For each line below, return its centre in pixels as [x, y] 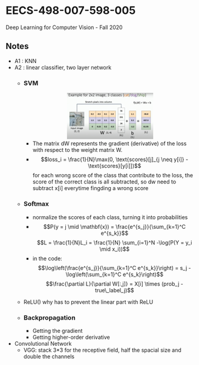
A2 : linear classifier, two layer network [63, 67]
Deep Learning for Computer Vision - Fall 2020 [64, 27]
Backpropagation [50, 317]
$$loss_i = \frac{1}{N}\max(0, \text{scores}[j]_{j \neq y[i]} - [115, 159]
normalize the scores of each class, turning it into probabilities [110, 217]
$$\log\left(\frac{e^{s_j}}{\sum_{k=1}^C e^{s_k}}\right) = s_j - [114, 268]
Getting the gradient [57, 330]
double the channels [49, 356]
